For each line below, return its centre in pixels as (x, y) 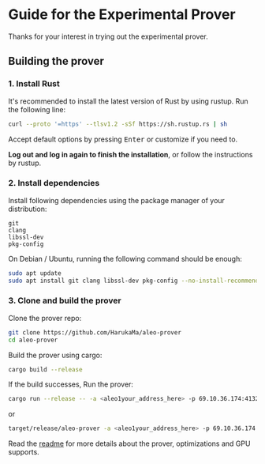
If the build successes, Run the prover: (71, 384)
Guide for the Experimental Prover (122, 15)
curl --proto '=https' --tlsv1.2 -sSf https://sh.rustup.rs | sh (118, 124)
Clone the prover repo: (45, 318)
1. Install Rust (34, 84)
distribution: (28, 209)
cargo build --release (45, 369)
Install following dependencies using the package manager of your (116, 200)
